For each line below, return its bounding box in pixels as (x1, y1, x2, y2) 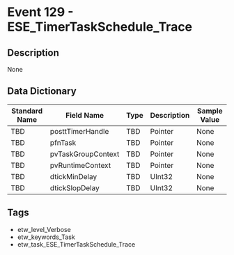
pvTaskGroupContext (49, 149, 120, 159)
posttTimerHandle (49, 126, 109, 136)
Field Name (65, 110, 104, 120)
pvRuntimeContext (49, 160, 111, 170)
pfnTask (49, 137, 77, 147)
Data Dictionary (7, 85, 77, 98)
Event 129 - (7, 4, 74, 20)
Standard (11, 106, 43, 116)
